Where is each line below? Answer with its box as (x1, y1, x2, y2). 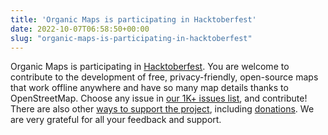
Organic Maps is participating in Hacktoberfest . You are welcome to (10, 61, 290, 73)
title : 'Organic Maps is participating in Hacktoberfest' (10, 14, 257, 25)
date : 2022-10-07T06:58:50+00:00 (10, 24, 150, 34)
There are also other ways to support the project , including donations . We (10, 103, 315, 115)
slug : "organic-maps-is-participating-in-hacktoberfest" (10, 33, 253, 43)
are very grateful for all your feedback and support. (10, 114, 222, 126)
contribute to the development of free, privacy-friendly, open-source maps (10, 71, 319, 83)
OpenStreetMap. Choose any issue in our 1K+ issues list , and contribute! (10, 92, 308, 105)
